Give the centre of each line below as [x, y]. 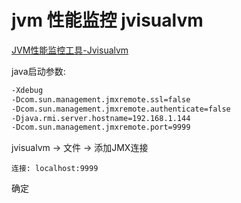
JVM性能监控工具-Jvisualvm [70, 50]
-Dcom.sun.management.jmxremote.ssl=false [101, 99]
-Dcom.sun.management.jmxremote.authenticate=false [121, 109]
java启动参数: [38, 71]
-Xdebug [27, 90]
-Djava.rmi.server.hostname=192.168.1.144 [101, 118]
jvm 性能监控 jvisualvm [107, 20]
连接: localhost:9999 [55, 169]
